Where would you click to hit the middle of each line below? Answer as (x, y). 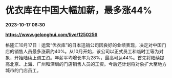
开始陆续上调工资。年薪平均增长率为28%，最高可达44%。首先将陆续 (87, 57)
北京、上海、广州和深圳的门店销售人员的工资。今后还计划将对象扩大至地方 (88, 64)
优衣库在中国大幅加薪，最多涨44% (79, 10)
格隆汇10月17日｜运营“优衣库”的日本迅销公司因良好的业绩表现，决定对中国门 (86, 45)
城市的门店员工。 (23, 70)
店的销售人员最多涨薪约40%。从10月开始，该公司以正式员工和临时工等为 (82, 51)
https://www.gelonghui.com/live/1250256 (51, 34)
